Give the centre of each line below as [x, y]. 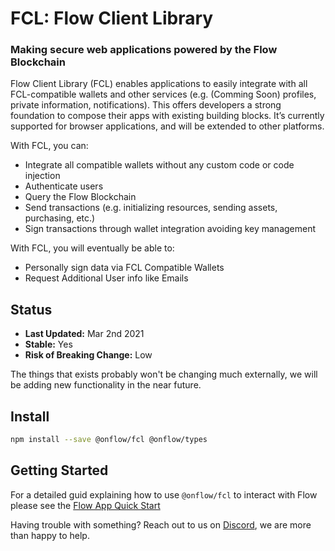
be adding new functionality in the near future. [106, 385]
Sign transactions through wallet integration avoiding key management [170, 229]
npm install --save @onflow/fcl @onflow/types [109, 440]
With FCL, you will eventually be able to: [92, 248]
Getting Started [59, 470]
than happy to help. [50, 535]
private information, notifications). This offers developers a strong [146, 105]
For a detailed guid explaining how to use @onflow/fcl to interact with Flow [164, 494]
